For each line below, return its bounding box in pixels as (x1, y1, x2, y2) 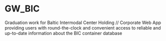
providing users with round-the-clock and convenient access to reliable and (4, 24, 161, 30)
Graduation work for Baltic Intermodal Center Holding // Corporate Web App (4, 19, 161, 25)
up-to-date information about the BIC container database (4, 30, 122, 36)
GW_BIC (4, 3, 40, 14)
